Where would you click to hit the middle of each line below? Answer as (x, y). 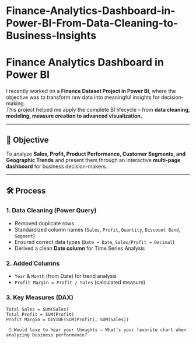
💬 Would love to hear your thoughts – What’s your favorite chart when (97, 330)
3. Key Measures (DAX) (40, 297)
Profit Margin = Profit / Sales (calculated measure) (80, 282)
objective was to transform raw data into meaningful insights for (83, 97)
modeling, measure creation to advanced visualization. (74, 116)
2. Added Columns (33, 263)
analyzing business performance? (47, 335)
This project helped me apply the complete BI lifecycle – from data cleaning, (98, 110)
